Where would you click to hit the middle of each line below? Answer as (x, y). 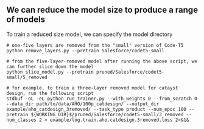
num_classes (21, 120)
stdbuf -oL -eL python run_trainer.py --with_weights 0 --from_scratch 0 (102, 99)
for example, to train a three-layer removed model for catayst (95, 88)
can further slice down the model (50, 66)
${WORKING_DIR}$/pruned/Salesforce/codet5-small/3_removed (107, 114)
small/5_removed (27, 77)
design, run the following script (50, 93)
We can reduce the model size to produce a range (102, 10)
